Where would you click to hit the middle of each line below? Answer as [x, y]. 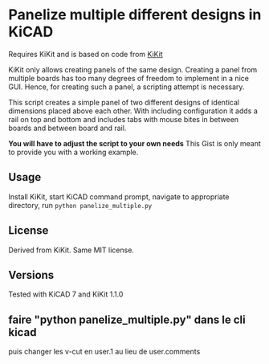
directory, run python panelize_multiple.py [80, 205]
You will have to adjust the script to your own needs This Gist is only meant [134, 143]
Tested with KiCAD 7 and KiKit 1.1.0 [66, 294]
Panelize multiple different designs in [135, 15]
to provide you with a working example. [73, 152]
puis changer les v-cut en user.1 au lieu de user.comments [104, 352]
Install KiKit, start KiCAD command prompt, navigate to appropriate [119, 196]
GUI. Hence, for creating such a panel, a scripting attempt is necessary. [126, 87]
